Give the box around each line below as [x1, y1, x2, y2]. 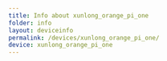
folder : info [8, 19, 52, 27]
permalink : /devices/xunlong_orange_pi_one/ [8, 33, 160, 42]
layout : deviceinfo [8, 26, 74, 34]
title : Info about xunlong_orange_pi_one [8, 11, 149, 20]
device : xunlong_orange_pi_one [8, 41, 113, 49]
